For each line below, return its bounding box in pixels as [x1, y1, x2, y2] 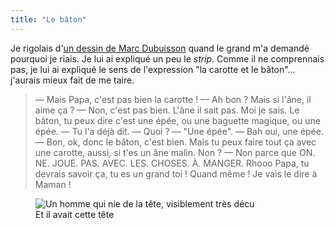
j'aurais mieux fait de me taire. [10, 74, 135, 86]
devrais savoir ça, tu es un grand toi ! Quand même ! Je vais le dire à [34, 167, 318, 180]
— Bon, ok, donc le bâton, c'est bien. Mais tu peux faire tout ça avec [34, 136, 317, 148]
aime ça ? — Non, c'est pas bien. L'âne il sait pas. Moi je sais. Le [34, 104, 300, 116]
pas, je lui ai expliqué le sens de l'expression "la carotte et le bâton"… [10, 63, 296, 75]
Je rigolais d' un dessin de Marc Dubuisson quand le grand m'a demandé [10, 42, 310, 54]
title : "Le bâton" [10, 14, 87, 25]
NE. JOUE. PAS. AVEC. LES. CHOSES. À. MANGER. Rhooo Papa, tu [34, 157, 310, 169]
